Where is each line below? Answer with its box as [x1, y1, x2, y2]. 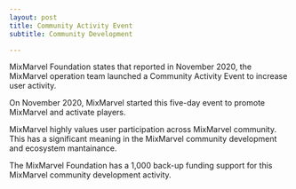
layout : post [9, 12, 58, 22]
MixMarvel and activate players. [9, 107, 126, 118]
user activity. [9, 81, 57, 91]
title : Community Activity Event [9, 21, 133, 30]
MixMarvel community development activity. [9, 169, 172, 180]
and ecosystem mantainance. [9, 143, 117, 154]
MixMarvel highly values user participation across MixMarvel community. [9, 124, 277, 135]
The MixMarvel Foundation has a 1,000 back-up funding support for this [9, 161, 273, 171]
